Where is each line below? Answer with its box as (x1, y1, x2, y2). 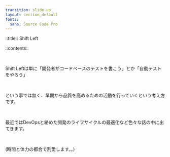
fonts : (5, 17, 19, 22)
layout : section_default (5, 12, 58, 17)
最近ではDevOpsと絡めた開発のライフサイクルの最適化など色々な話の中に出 (5, 120, 164, 126)
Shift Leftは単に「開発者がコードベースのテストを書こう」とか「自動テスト (5, 65, 162, 71)
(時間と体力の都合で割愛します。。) (5, 146, 75, 152)
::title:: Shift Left (5, 35, 39, 42)
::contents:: (5, 45, 29, 51)
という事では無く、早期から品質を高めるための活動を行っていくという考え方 (5, 92, 165, 99)
